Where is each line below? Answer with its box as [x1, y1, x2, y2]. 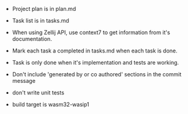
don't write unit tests [12, 89, 64, 96]
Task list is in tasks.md [12, 17, 69, 24]
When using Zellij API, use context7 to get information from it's [12, 29, 170, 36]
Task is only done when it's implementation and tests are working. [12, 59, 179, 66]
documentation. [12, 35, 52, 42]
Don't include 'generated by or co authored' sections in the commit [12, 71, 182, 78]
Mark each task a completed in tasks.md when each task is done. [12, 47, 178, 54]
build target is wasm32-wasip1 [12, 101, 89, 108]
